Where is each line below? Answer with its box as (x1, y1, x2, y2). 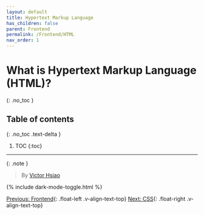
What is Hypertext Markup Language (6, 63, 197, 77)
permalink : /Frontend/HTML (6, 32, 75, 38)
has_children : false (6, 20, 59, 26)
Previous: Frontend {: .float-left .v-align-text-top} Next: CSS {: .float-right (6, 195, 186, 202)
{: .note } (6, 160, 29, 167)
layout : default (6, 9, 47, 15)
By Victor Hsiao (21, 171, 61, 178)
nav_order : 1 (6, 37, 39, 43)
